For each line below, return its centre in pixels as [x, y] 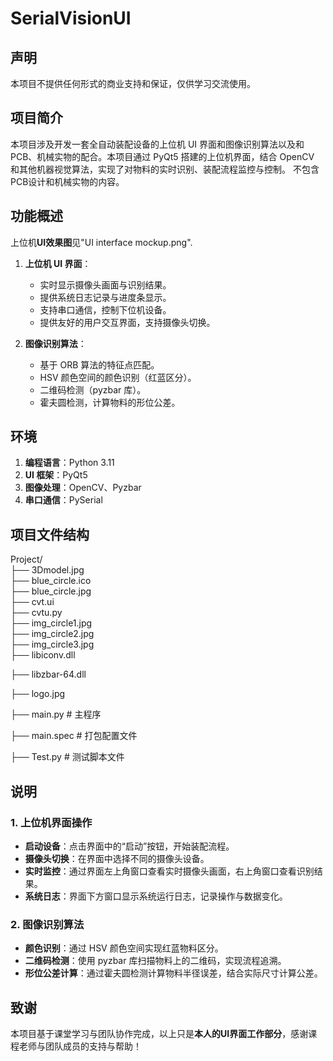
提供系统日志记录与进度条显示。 [105, 297]
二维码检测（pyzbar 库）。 [93, 389]
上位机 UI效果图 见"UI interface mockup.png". [101, 242]
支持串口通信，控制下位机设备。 [105, 309]
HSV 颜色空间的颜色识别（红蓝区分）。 [118, 377]
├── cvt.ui [32, 602]
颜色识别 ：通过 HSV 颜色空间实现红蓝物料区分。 [124, 948]
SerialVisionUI [71, 18]
